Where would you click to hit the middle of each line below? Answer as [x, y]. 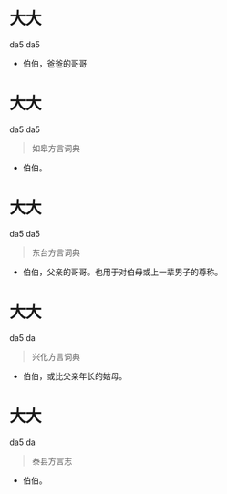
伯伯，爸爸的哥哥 [55, 63]
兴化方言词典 [56, 356]
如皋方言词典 [56, 148]
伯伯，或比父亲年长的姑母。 [75, 376]
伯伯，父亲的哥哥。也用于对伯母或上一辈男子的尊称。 [123, 272]
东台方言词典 [56, 252]
